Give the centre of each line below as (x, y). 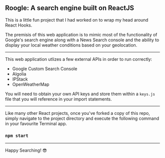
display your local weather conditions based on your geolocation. (71, 45)
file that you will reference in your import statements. (58, 99)
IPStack (20, 79)
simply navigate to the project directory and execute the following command (82, 118)
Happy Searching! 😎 (26, 150)
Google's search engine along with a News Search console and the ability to (82, 40)
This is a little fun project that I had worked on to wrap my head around (77, 20)
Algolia (19, 74)
